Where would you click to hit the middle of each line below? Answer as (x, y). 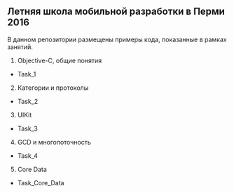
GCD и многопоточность (54, 142)
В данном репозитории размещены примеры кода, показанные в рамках (117, 39)
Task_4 (28, 155)
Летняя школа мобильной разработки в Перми (116, 12)
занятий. (20, 47)
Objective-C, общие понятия (60, 60)
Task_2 (28, 101)
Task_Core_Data (41, 182)
